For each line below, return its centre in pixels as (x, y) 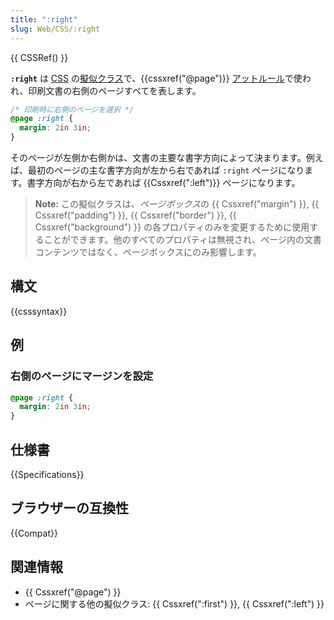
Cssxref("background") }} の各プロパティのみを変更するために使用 (172, 227)
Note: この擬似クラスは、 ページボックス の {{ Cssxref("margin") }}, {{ (177, 204)
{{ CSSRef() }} (39, 57)
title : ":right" (44, 19)
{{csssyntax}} (39, 311)
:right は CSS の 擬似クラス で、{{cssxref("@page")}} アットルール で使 (156, 78)
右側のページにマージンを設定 (82, 376)
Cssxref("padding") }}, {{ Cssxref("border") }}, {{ (135, 215)
